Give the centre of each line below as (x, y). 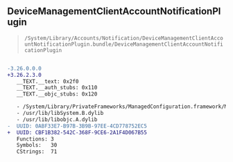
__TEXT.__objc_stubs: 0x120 (57, 94)
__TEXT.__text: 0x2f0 (48, 81)
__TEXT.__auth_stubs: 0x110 (57, 88)
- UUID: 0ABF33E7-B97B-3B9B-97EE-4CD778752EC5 (77, 126)
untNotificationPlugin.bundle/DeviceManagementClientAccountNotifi (123, 44)
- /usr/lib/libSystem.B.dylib (60, 114)
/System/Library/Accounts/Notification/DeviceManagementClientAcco (123, 38)
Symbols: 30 (37, 145)
